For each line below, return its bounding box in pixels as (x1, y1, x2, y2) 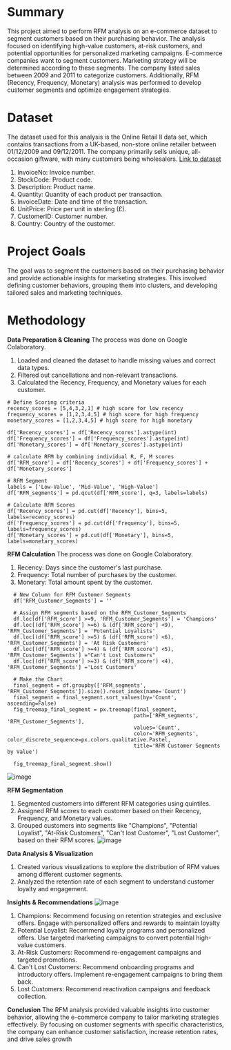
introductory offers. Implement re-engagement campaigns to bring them (17, 970, 223, 978)
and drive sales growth (7, 1035, 72, 1043)
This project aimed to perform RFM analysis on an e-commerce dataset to (7, 27, 217, 35)
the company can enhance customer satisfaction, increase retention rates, (7, 1027, 219, 1036)
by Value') (7, 748, 39, 755)
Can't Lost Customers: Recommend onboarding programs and (17, 962, 194, 971)
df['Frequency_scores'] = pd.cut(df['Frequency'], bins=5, (7, 519, 181, 527)
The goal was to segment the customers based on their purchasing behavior (7, 266, 225, 275)
